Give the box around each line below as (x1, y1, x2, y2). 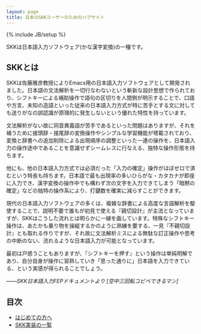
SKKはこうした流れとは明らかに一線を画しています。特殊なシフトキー (22, 215, 195, 222)
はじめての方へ (14, 314, 52, 321)
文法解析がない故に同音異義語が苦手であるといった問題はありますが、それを (6, 122, 196, 129)
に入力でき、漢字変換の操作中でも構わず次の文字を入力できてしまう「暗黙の (6, 180, 196, 187)
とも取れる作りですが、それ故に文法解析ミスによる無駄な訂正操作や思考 (16, 230, 196, 237)
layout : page (6, 8, 39, 15)
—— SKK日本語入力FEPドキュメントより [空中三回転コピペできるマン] (6, 278, 179, 285)
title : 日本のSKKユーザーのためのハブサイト (6, 14, 105, 20)
